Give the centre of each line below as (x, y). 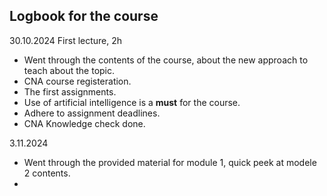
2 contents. (47, 173)
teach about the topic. (69, 70)
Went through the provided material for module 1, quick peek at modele (170, 162)
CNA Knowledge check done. (84, 123)
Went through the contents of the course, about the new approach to (166, 60)
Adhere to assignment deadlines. (92, 113)
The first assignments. (70, 91)
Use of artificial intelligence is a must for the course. (132, 102)
